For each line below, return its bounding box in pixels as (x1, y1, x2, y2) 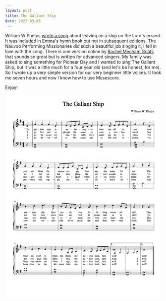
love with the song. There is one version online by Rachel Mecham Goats (5, 49, 154, 55)
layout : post (5, 8, 32, 13)
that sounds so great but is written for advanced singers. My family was (5, 54, 152, 60)
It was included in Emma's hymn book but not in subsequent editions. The (5, 38, 156, 44)
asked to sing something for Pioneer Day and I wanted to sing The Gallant (5, 59, 155, 65)
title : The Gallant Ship (5, 13, 56, 18)
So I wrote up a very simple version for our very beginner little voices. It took (5, 70, 162, 75)
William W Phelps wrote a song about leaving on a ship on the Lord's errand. (5, 33, 162, 39)
